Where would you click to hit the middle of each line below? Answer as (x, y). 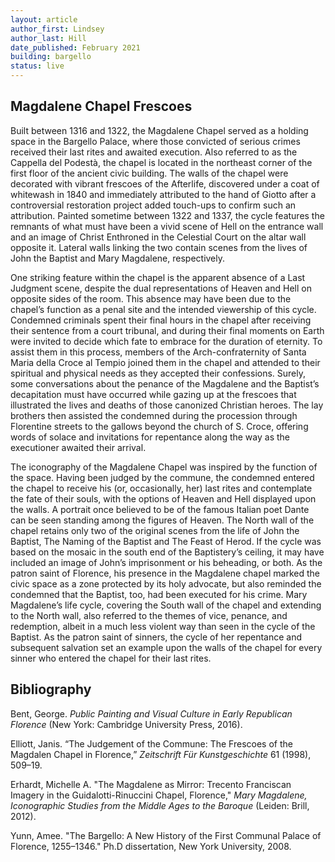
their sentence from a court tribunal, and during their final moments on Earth (167, 330)
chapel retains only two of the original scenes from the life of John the (155, 530)
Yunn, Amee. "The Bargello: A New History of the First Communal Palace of (166, 835)
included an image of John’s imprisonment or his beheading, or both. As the (166, 562)
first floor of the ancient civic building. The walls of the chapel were (149, 173)
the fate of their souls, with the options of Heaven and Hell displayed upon (163, 498)
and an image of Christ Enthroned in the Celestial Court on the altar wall (158, 237)
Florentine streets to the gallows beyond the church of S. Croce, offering (159, 426)
